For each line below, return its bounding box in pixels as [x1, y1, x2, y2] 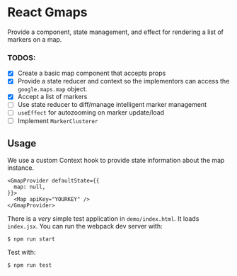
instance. [7, 163, 35, 172]
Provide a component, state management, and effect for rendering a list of [7, 28, 224, 36]
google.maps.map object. [17, 85, 88, 93]
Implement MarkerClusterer [17, 116, 98, 125]
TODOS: [7, 52, 36, 62]
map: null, [13, 183, 46, 191]
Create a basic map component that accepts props [17, 69, 166, 78]
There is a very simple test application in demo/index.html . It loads [7, 214, 200, 223]
